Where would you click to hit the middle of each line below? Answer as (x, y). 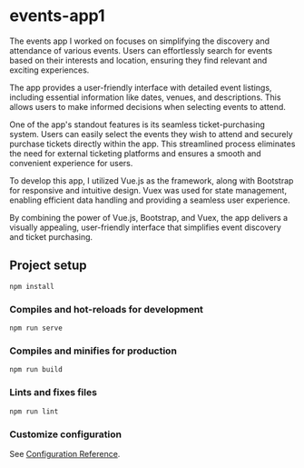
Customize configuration (66, 434)
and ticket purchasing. (51, 236)
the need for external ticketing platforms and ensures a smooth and (135, 153)
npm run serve (36, 328)
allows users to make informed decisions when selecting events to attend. (147, 106)
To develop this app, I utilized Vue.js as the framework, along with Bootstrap (152, 180)
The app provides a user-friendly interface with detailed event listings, (141, 87)
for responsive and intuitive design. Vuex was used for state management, (148, 190)
